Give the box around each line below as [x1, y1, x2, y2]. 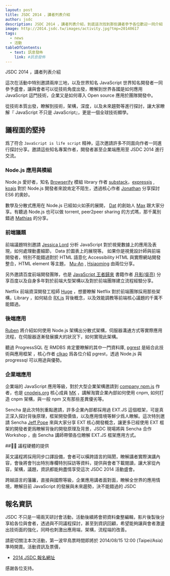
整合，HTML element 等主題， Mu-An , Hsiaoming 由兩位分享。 [5, 260, 138, 266]
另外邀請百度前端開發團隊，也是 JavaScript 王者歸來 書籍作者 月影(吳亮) [5, 271, 156, 277]
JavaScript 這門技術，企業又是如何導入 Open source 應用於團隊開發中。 [5, 92, 156, 99]
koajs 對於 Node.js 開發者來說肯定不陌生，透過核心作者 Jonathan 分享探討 [5, 185, 160, 191]
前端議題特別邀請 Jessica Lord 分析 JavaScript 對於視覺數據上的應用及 [5, 241, 153, 248]
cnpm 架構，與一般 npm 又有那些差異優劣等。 [11, 396, 107, 402]
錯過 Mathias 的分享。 [5, 215, 51, 221]
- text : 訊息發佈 [10, 50, 44, 55]
